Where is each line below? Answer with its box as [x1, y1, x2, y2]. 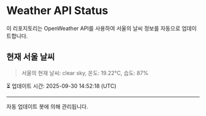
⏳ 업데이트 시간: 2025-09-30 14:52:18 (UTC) [6, 82, 116, 89]
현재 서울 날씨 [6, 52, 55, 62]
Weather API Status [6, 4, 109, 18]
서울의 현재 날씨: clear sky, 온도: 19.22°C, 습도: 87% [21, 69, 149, 76]
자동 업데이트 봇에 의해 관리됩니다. [6, 103, 88, 110]
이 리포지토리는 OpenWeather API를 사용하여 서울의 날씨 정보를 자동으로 [6, 24, 181, 32]
